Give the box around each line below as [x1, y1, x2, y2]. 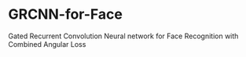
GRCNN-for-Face [8, 5, 123, 23]
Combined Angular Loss [8, 39, 86, 48]
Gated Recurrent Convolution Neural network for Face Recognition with [8, 31, 239, 41]
